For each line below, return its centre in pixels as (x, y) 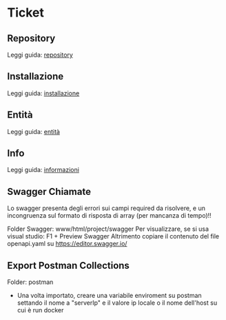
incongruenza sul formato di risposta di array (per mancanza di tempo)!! (109, 216)
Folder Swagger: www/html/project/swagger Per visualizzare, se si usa (108, 229)
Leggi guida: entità (34, 131)
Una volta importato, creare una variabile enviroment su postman (109, 296)
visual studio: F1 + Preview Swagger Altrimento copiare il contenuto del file (113, 236)
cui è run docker (40, 310)
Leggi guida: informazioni (43, 170)
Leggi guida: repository (40, 55)
